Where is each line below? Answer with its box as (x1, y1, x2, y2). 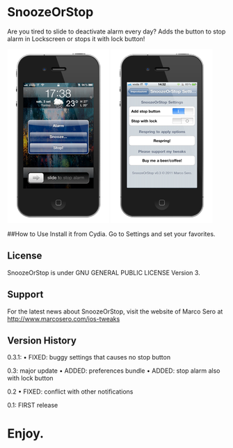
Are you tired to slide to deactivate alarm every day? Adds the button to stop (7, 27, 226, 36)
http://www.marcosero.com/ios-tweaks (7, 314, 120, 323)
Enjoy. (7, 426, 44, 441)
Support (7, 288, 44, 300)
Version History (7, 334, 77, 346)
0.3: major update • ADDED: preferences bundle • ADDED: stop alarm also (7, 366, 220, 375)
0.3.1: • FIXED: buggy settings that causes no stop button (7, 353, 171, 362)
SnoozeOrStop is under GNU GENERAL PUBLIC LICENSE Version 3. (7, 268, 200, 277)
